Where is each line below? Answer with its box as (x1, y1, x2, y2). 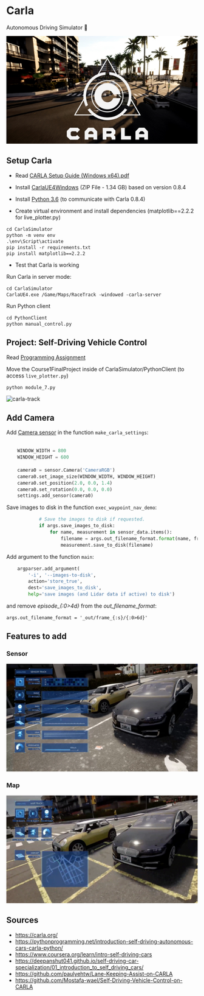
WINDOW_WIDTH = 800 (17, 448, 67, 454)
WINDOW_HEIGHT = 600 (17, 454, 69, 460)
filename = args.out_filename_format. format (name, (60, 535, 191, 542)
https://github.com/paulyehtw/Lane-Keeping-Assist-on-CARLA (15, 970, 173, 977)
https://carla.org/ (15, 931, 58, 938)
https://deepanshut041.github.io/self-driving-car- (15, 957, 139, 964)
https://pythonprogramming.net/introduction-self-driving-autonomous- (15, 938, 193, 945)
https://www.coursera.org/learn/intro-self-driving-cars (15, 950, 152, 958)
